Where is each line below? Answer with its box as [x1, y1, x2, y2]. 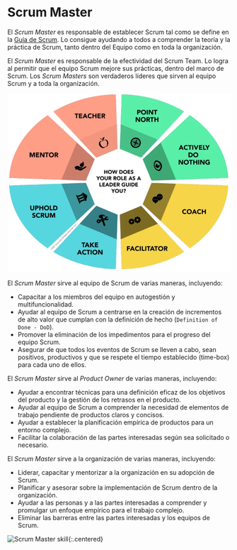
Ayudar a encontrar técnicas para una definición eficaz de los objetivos [17, 387, 226, 396]
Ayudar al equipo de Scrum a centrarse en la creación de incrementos [17, 307, 222, 316]
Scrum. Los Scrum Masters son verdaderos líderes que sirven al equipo [7, 72, 216, 80]
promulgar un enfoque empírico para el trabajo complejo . [17, 505, 185, 515]
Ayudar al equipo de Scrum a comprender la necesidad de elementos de [17, 402, 229, 412]
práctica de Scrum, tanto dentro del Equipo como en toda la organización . [7, 43, 223, 51]
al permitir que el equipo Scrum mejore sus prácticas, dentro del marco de [7, 64, 224, 72]
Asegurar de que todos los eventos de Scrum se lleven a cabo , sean [17, 345, 217, 353]
